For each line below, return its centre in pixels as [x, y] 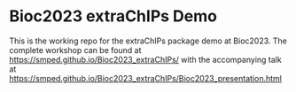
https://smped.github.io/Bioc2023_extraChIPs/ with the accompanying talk [145, 59]
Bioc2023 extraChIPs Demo [113, 16]
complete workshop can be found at [75, 50]
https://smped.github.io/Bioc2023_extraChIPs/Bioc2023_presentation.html [145, 78]
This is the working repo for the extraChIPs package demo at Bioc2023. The [148, 41]
